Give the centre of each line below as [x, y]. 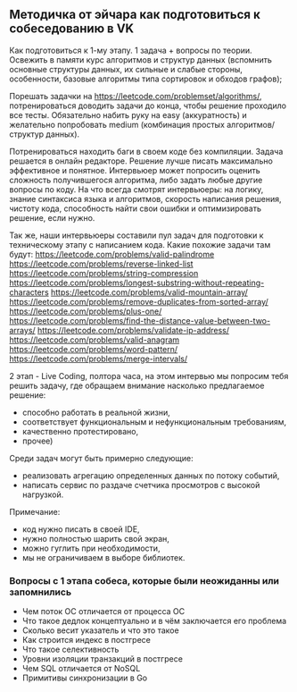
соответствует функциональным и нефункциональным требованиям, [154, 422]
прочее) [37, 441]
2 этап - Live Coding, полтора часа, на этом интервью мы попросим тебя [149, 376]
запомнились [41, 592]
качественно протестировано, [80, 431]
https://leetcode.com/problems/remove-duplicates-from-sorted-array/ [139, 301]
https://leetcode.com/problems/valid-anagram [95, 340]
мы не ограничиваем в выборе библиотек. [103, 557]
